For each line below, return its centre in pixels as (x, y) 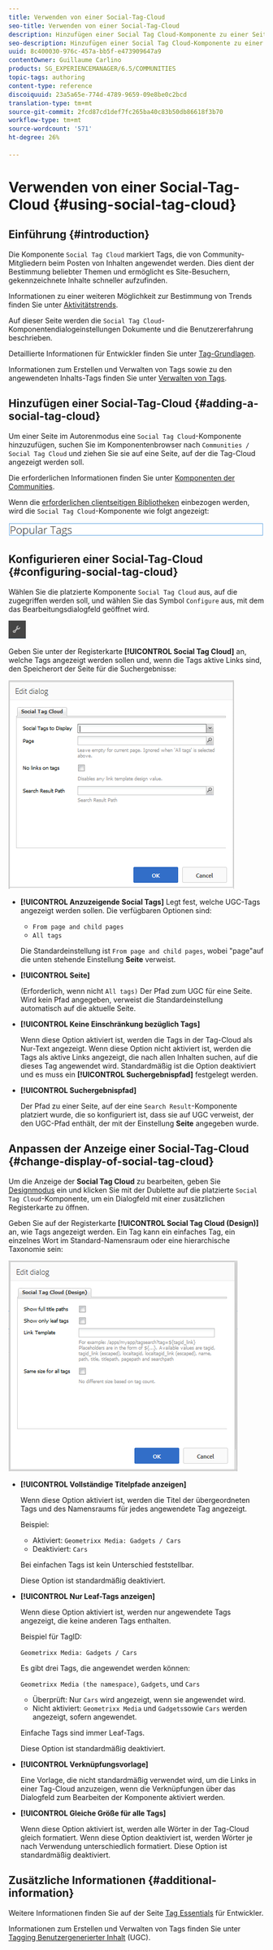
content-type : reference (50, 86)
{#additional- (182, 1880)
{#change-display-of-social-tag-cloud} (111, 1162)
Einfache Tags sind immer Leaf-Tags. (82, 1733)
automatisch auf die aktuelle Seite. (78, 1008)
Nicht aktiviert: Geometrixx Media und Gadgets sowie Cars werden (140, 1708)
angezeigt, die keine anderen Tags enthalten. (95, 1620)
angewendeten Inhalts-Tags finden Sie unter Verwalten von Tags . (118, 378)
